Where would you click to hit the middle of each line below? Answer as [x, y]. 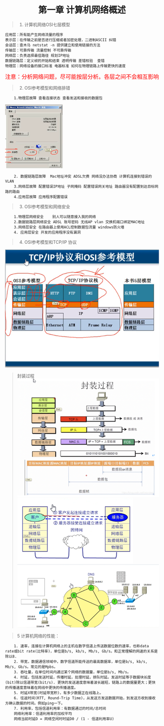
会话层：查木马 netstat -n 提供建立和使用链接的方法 [53, 45]
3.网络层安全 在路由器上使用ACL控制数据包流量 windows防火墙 [69, 227]
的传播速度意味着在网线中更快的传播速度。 [41, 688]
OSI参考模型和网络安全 [47, 207]
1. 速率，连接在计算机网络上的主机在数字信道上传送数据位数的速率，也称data [82, 646]
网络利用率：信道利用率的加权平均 [43, 714]
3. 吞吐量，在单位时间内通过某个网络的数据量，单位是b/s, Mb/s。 [72, 672]
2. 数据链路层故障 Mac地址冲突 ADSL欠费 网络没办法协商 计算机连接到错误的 [83, 176]
